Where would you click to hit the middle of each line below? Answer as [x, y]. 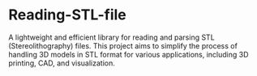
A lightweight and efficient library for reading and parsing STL [111, 37]
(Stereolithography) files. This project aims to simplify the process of [123, 45]
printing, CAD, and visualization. [62, 63]
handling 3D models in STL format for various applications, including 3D [128, 54]
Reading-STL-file [68, 15]
